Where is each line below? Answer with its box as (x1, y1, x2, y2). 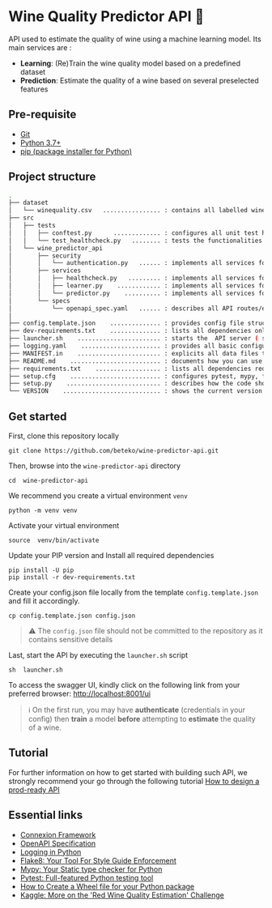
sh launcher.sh (8, 666, 63, 674)
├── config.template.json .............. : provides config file (8, 319, 244, 327)
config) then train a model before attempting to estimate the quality (28, 714, 257, 723)
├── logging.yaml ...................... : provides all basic (8, 342, 237, 351)
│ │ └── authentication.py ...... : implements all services (8, 259, 255, 267)
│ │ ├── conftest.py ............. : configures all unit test (8, 228, 259, 237)
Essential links (8, 808, 83, 822)
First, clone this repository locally (8, 431, 120, 441)
